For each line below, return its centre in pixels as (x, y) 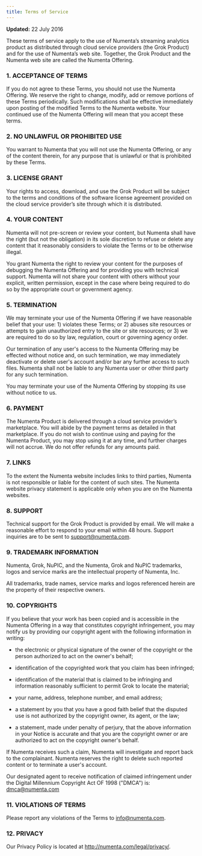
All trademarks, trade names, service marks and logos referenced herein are (101, 583)
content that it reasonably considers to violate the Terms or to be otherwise (99, 246)
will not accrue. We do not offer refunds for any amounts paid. (83, 447)
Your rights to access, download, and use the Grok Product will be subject (98, 191)
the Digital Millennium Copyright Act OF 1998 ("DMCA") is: (78, 782)
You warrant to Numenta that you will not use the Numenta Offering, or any (99, 150)
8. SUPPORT (25, 510)
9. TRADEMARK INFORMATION (53, 552)
